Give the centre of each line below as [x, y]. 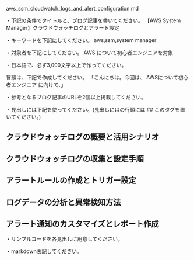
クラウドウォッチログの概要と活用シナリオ [82, 137]
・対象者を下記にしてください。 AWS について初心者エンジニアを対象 [90, 53]
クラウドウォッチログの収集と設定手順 [75, 159]
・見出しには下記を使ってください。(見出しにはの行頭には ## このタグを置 [96, 110]
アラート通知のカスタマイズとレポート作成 [82, 223]
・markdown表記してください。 [44, 251]
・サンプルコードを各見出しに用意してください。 [65, 239]
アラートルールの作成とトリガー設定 [71, 181]
